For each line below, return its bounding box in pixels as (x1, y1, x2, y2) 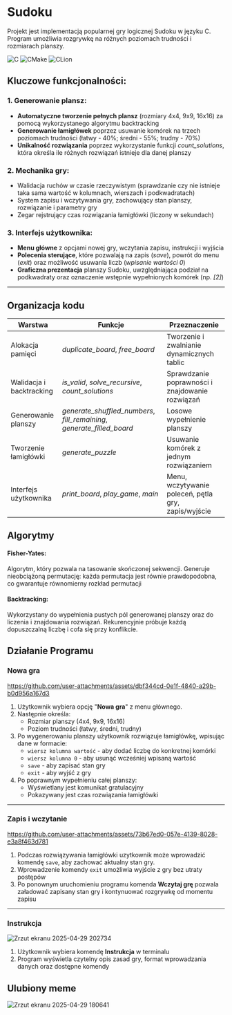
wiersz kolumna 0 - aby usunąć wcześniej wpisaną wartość (27, 754, 197, 762)
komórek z (166, 443, 202, 453)
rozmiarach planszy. (7, 41, 65, 50)
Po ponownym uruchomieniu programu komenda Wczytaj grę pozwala (17, 879, 219, 888)
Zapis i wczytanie (7, 814, 68, 823)
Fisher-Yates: (7, 549, 47, 557)
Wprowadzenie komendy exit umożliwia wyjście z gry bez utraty (17, 865, 202, 873)
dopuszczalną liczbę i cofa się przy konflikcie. (7, 625, 138, 633)
